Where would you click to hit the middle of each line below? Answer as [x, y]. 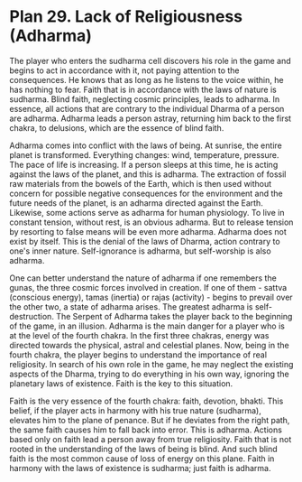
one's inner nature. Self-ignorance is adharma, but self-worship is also [141, 251]
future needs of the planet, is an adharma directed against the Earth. [136, 203]
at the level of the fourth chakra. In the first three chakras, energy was [139, 335]
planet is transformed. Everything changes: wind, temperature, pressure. [144, 154]
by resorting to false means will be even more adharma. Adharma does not [148, 231]
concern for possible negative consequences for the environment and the [146, 193]
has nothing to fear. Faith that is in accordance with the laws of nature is [143, 89]
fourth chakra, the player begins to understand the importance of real [138, 355]
